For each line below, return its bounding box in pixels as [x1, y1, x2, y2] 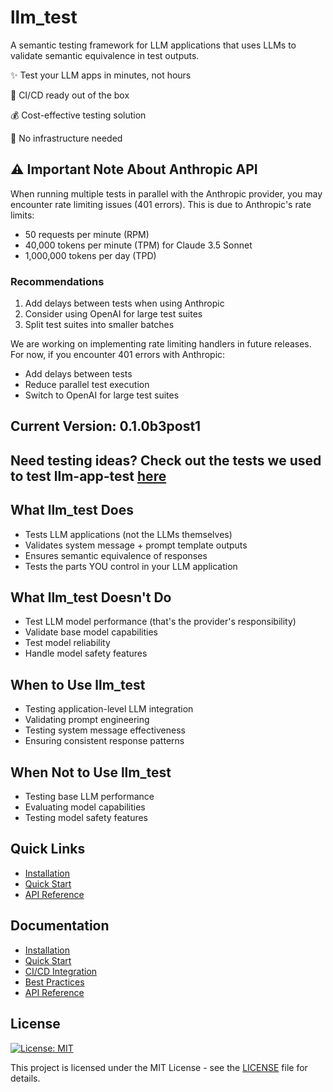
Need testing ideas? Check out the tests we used [10, 452, 322, 469]
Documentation [10, 917, 110, 935]
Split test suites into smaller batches [24, 319, 175, 331]
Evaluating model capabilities [24, 801, 146, 813]
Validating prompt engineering [24, 714, 150, 726]
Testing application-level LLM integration [24, 703, 194, 715]
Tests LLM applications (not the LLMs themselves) [24, 528, 233, 540]
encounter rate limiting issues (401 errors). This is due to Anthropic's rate [10, 198, 312, 210]
